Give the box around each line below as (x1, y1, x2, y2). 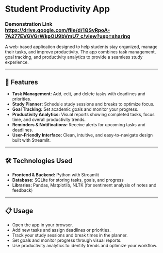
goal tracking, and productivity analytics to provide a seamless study (5, 54, 143, 60)
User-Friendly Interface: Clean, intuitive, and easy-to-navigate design (12, 132, 153, 138)
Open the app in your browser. (12, 222, 73, 228)
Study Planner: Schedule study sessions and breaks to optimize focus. (12, 101, 155, 107)
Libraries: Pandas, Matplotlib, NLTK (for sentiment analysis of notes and (12, 182, 157, 188)
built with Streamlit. (12, 137, 51, 143)
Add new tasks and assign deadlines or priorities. (12, 227, 111, 233)
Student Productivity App (5, 3, 110, 15)
